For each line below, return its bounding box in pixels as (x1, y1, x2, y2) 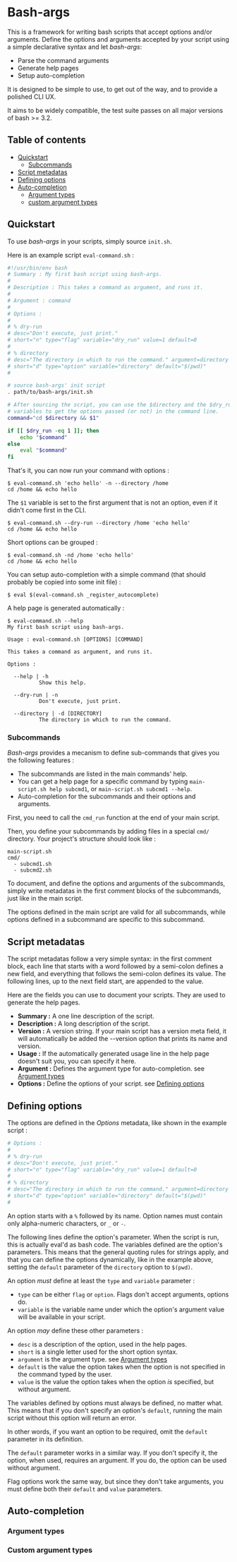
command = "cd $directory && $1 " (7, 414, 99, 421)
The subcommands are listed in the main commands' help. (17, 770, 188, 779)
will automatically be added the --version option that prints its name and (17, 1035, 228, 1043)
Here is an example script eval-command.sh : (7, 251, 134, 259)
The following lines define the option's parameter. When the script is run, (7, 1232, 219, 1241)
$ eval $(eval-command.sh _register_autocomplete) (7, 591, 159, 599)
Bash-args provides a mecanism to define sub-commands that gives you (7, 749, 220, 757)
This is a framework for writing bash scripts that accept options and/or (7, 28, 213, 36)
